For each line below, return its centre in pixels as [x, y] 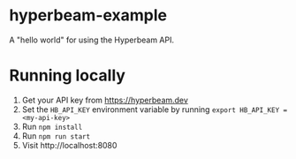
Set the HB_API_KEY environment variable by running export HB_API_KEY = [155, 109]
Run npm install [52, 126]
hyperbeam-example [88, 15]
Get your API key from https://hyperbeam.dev [105, 100]
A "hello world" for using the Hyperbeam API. [92, 40]
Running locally [68, 76]
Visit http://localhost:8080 [69, 145]
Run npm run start [56, 136]
